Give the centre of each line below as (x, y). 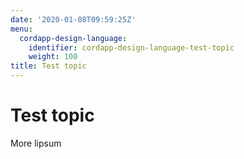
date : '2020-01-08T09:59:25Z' (73, 19)
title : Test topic (48, 66)
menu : (21, 29)
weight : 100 (53, 57)
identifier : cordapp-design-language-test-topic (131, 47)
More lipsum (36, 143)
